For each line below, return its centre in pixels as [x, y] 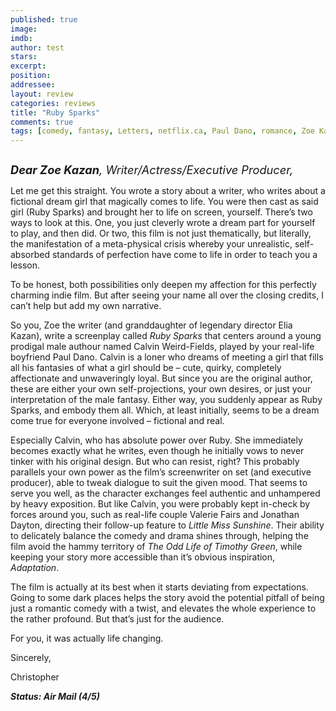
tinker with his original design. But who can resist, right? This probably [155, 462]
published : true [44, 19]
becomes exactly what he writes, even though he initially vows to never [157, 451]
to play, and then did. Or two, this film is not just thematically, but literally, [161, 233]
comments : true [42, 122]
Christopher [35, 677]
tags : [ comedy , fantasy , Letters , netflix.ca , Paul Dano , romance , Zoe [162, 131]
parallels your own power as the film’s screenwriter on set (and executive [161, 472]
